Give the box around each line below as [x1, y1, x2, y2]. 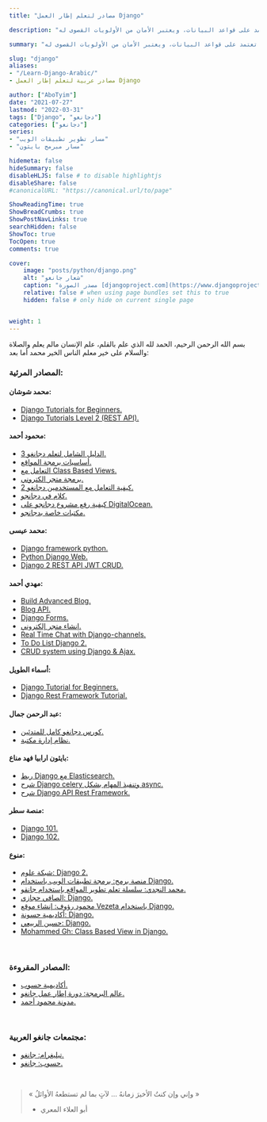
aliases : [9, 62, 38, 70]
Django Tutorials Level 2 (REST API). [20, 413, 139, 423]
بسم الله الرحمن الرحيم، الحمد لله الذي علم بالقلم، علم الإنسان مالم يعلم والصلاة [9, 339, 246, 349]
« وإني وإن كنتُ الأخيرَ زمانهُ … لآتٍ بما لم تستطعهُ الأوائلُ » [28, 1089, 200, 1098]
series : [9, 128, 35, 136]
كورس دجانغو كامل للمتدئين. [20, 726, 104, 736]
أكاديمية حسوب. [20, 980, 68, 990]
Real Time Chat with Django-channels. [20, 630, 147, 639]
